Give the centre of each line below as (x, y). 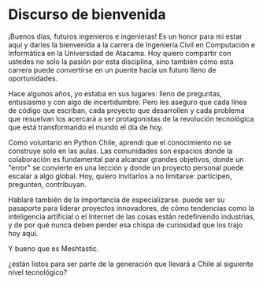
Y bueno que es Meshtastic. (54, 248)
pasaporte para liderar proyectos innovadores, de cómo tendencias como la (131, 208)
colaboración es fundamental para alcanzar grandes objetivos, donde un (126, 159)
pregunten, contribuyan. (47, 184)
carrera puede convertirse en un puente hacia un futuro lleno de (112, 69)
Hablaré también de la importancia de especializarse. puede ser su (117, 200)
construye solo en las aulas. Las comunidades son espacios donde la (120, 151)
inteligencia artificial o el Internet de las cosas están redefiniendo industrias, (132, 216)
